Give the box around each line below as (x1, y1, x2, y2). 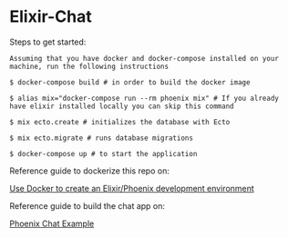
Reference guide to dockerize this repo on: (9, 165, 170, 176)
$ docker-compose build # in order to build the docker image (9, 77, 251, 87)
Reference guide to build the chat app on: (9, 200, 166, 211)
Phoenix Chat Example (9, 218, 95, 229)
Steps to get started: (9, 36, 87, 47)
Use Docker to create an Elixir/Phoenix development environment (9, 183, 255, 193)
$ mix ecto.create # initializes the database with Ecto (9, 117, 231, 126)
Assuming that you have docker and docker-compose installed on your (9, 54, 280, 63)
